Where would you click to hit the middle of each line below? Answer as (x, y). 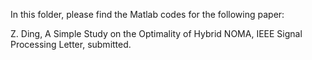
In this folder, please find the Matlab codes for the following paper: (147, 14)
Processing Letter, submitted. (71, 44)
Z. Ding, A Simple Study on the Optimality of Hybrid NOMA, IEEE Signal (156, 33)
